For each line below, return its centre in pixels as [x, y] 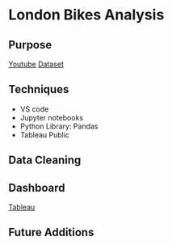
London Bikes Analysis [86, 15]
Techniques [39, 89]
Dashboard [37, 188]
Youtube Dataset [36, 64]
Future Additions [51, 232]
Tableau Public [45, 134]
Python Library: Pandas [59, 126]
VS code [34, 109]
